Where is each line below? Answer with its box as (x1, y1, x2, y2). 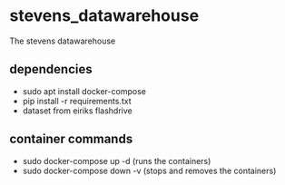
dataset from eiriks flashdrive (22, 105, 133, 116)
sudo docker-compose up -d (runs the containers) (22, 155, 211, 166)
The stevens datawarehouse (9, 35, 116, 46)
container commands (9, 131, 133, 147)
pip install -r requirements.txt (22, 95, 132, 106)
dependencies (9, 62, 93, 77)
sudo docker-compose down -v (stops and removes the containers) (22, 165, 277, 176)
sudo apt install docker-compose (22, 85, 147, 96)
